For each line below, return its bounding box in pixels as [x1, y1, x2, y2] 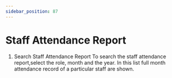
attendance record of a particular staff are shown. [13, 65, 135, 72]
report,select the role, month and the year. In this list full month [13, 59, 166, 66]
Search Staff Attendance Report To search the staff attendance [13, 53, 166, 60]
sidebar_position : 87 [5, 8, 59, 15]
